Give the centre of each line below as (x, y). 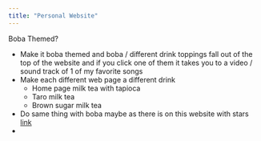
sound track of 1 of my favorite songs (81, 71)
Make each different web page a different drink (98, 79)
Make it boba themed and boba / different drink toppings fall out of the (136, 54)
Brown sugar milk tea (67, 105)
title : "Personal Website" (53, 16)
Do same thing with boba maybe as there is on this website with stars (135, 114)
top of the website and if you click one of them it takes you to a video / (136, 62)
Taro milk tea (53, 96)
